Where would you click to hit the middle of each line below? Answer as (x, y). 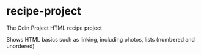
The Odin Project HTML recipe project (54, 28)
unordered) (20, 46)
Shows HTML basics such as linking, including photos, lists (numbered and (101, 39)
